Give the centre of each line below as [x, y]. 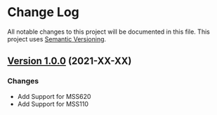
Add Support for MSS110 [53, 104]
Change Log [43, 12]
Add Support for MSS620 [54, 96]
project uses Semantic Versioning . [57, 39]
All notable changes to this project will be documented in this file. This [109, 32]
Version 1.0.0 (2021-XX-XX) [70, 61]
